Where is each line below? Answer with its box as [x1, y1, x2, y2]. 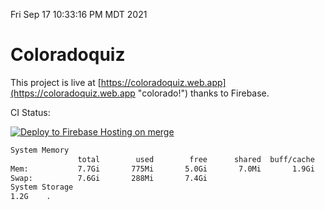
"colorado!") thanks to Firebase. [137, 87, 270, 99]
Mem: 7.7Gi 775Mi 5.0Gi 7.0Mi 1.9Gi [10, 164, 315, 174]
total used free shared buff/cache [77, 154, 315, 164]
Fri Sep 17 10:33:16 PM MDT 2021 [10, 9, 148, 20]
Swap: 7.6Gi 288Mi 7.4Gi [10, 173, 208, 183]
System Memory [10, 145, 70, 155]
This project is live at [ [10, 76, 102, 88]
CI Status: [10, 106, 51, 118]
